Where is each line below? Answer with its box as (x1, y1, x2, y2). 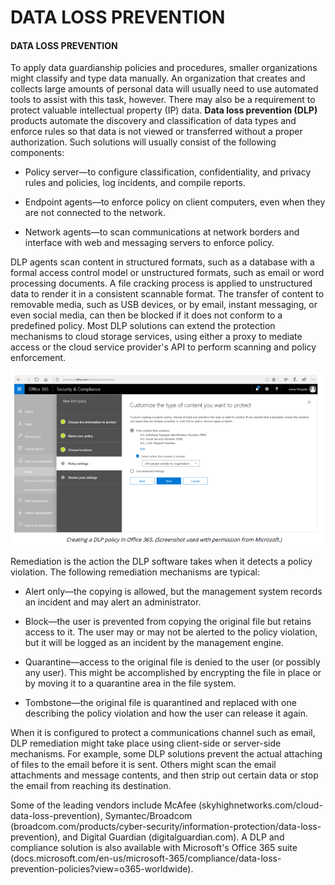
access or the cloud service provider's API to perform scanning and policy (10, 341, 317, 353)
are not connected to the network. (24, 207, 166, 219)
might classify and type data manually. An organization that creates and (10, 72, 306, 85)
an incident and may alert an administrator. (24, 596, 202, 608)
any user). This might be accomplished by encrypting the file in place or (24, 666, 322, 678)
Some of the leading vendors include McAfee (10, 799, 197, 811)
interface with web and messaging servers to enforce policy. (24, 237, 275, 249)
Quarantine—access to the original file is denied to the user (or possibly (24, 656, 321, 668)
